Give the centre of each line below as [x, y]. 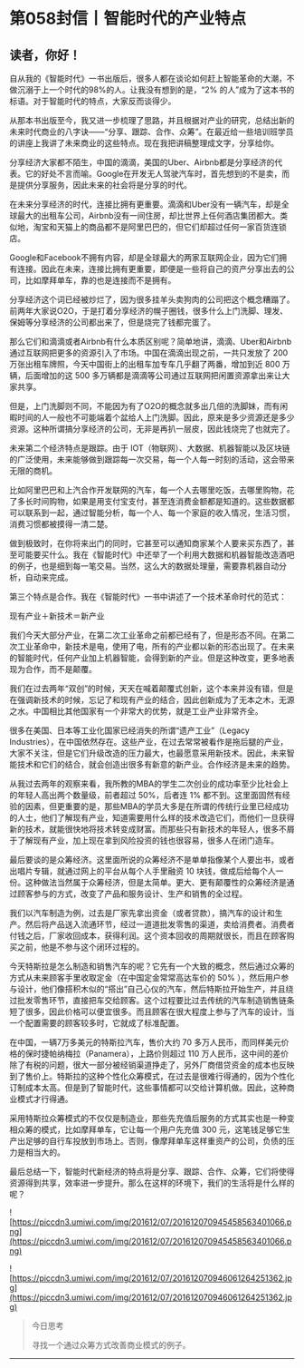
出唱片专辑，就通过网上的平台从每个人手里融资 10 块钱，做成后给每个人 [142, 871]
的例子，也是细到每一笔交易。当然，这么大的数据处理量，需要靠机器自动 [144, 566]
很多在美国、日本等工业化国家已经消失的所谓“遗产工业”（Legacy [130, 730]
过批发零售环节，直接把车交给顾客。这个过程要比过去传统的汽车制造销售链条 [152, 1000]
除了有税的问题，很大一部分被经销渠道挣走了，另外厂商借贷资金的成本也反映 [152, 1065]
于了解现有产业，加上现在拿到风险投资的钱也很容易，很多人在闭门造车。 [144, 840]
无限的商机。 [33, 471]
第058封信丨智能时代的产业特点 [128, 19]
